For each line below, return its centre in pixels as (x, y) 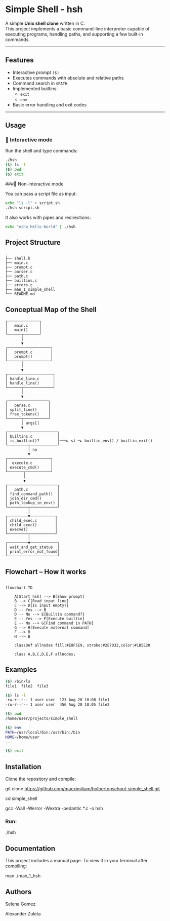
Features (19, 60)
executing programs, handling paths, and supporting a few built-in (74, 34)
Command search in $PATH (40, 83)
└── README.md (20, 294)
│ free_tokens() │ (28, 414)
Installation (23, 767)
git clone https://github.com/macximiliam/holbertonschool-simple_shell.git (83, 789)
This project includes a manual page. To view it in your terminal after (76, 861)
